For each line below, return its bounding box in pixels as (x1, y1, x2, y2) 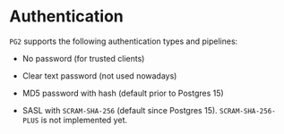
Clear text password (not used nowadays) (22, 70, 177, 81)
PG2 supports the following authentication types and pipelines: (9, 36, 238, 46)
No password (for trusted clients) (22, 53, 145, 63)
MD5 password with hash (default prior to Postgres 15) (22, 88, 224, 98)
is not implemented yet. (40, 114, 128, 125)
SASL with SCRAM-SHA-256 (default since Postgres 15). (22, 105, 218, 115)
